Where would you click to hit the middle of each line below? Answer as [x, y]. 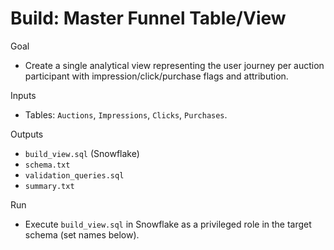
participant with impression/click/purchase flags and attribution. [156, 76]
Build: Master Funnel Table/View [148, 18]
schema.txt [47, 165]
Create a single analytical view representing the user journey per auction [174, 65]
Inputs [23, 95]
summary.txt [49, 186]
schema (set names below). [82, 234]
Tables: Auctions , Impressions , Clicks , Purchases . [126, 114]
